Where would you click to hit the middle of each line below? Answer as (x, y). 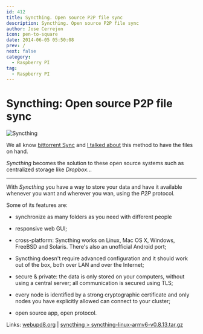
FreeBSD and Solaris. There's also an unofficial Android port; (91, 247)
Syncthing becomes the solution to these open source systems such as (95, 163)
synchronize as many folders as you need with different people (93, 217)
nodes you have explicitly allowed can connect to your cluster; (93, 301)
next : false (21, 51)
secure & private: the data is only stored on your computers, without (100, 277)
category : (19, 57)
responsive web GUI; (41, 229)
